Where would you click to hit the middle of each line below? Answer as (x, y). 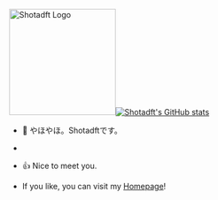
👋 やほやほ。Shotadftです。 (72, 130)
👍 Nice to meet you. (59, 165)
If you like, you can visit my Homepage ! (94, 186)
